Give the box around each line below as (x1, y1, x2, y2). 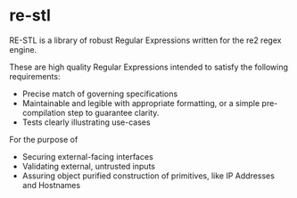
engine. (9, 44, 37, 54)
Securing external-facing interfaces (21, 151, 153, 161)
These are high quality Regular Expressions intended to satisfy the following (9, 62, 288, 72)
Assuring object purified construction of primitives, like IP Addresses (21, 170, 275, 181)
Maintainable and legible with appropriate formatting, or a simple (21, 97, 260, 108)
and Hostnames (21, 179, 81, 190)
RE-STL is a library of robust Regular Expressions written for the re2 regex (9, 35, 282, 45)
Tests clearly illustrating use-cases (21, 117, 151, 128)
